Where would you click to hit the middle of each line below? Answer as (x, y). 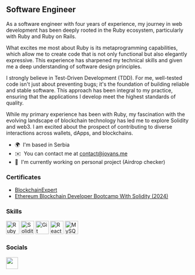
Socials (17, 247)
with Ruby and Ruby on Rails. (41, 36)
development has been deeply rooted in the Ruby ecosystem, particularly (95, 30)
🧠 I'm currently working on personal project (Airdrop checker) (90, 162)
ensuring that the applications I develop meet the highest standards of (91, 96)
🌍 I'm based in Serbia (42, 145)
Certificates (23, 177)
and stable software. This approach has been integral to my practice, (90, 90)
